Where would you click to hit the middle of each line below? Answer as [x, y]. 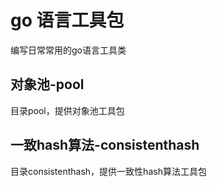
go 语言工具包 [67, 20]
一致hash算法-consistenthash [105, 145]
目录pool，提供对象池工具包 [67, 110]
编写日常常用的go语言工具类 [68, 50]
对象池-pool [47, 84]
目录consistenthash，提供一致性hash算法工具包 [108, 171]
